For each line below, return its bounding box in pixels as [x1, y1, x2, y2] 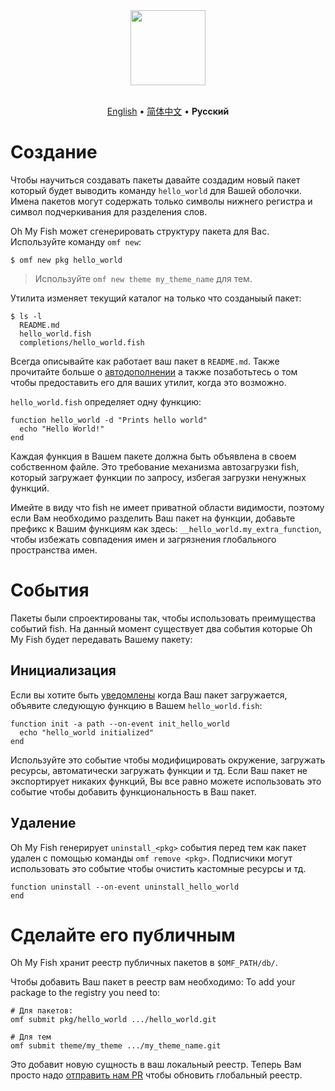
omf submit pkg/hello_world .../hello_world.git [10, 1015, 217, 1025]
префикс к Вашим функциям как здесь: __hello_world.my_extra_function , [10, 522, 322, 534]
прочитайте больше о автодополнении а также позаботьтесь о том [10, 365, 298, 378]
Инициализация [10, 662, 117, 679]
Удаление [10, 815, 77, 832]
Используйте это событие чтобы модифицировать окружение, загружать [10, 754, 326, 766]
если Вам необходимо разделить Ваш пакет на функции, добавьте [10, 512, 296, 524]
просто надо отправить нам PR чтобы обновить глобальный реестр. [10, 1069, 303, 1081]
